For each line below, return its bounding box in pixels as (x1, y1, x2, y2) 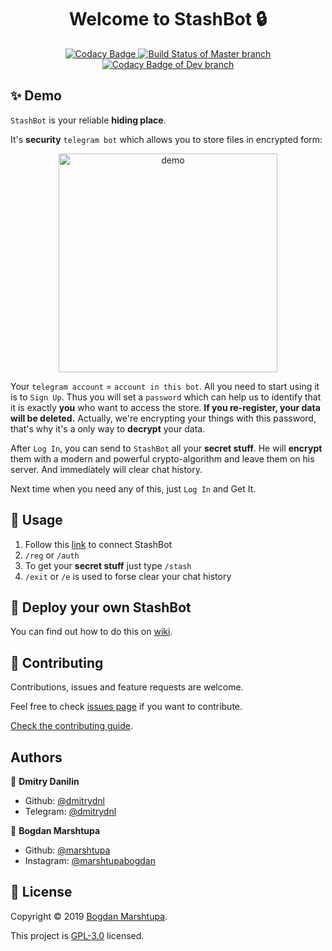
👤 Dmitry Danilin (10, 776, 80, 787)
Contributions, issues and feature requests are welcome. (10, 681, 244, 693)
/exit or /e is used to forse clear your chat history (24, 570, 232, 582)
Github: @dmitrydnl (24, 795, 105, 806)
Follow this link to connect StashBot (24, 538, 173, 550)
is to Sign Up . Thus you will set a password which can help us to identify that (10, 391, 322, 403)
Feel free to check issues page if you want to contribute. (10, 701, 243, 713)
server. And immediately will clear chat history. (10, 463, 203, 475)
